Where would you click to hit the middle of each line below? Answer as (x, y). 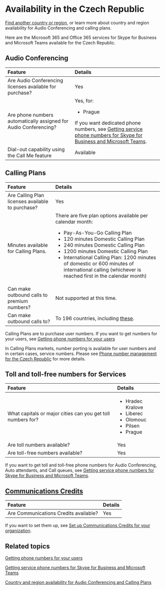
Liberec (134, 414)
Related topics (27, 546)
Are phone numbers (30, 115)
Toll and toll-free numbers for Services (66, 374)
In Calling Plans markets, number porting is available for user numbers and (81, 348)
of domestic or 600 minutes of (99, 263)
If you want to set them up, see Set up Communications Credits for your (78, 525)
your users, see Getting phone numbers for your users (60, 339)
